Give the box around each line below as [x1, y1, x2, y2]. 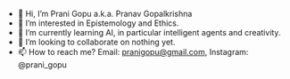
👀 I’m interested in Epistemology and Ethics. [17, 18, 179, 28]
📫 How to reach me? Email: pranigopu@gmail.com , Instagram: [17, 47, 249, 57]
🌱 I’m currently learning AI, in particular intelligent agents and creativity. [17, 28, 281, 37]
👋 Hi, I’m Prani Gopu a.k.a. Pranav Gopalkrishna [17, 9, 193, 19]
